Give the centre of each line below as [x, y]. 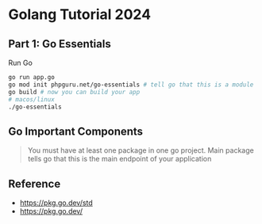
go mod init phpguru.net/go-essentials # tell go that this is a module [131, 85]
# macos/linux [32, 99]
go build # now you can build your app [74, 92]
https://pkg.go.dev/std [56, 203]
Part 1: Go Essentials [60, 44]
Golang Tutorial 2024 [80, 15]
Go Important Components [76, 131]
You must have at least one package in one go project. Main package [141, 150]
